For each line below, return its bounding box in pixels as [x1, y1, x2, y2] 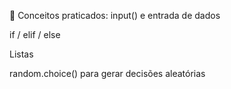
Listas [9, 48, 34, 60]
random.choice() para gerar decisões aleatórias [9, 68, 206, 79]
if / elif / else [9, 29, 61, 40]
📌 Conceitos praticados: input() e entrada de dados [9, 10, 221, 21]
